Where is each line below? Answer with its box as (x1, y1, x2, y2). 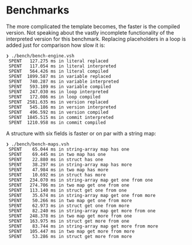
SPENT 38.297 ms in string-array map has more (8, 162, 132, 168)
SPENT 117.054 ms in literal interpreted (8, 63, 116, 69)
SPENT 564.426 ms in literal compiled (8, 68, 109, 74)
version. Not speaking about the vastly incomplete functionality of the (6, 29, 174, 36)
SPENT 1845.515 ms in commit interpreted (8, 114, 114, 120)
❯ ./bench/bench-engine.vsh (6, 53, 75, 59)
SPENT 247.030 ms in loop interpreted (8, 89, 109, 94)
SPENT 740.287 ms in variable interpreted (8, 79, 119, 84)
